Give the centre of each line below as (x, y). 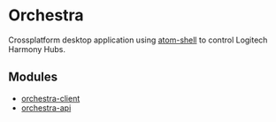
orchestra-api (46, 108)
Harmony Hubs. (37, 49)
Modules (33, 77)
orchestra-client (50, 98)
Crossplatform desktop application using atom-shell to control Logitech (138, 40)
